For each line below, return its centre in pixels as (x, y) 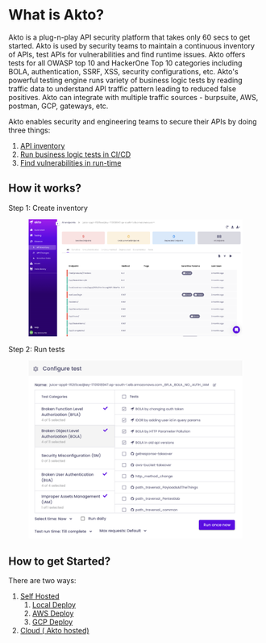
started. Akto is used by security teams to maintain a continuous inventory (132, 45)
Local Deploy (54, 605)
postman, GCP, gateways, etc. (58, 106)
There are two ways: (42, 581)
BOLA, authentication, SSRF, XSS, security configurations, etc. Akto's (124, 71)
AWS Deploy (53, 614)
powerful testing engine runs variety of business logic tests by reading (126, 80)
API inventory (42, 145)
